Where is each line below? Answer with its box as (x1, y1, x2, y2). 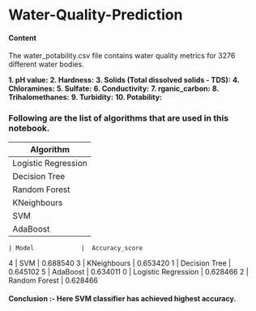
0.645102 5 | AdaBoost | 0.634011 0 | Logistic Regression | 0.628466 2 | (8, 266, 249, 276)
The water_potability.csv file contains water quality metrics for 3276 (8, 51, 236, 61)
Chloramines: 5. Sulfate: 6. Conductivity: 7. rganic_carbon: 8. (8, 83, 220, 94)
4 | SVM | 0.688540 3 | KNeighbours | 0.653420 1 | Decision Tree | (8, 258, 232, 268)
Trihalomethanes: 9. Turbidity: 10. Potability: (8, 92, 163, 102)
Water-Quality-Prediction (8, 6, 183, 24)
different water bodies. (8, 59, 85, 70)
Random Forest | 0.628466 (8, 275, 99, 285)
